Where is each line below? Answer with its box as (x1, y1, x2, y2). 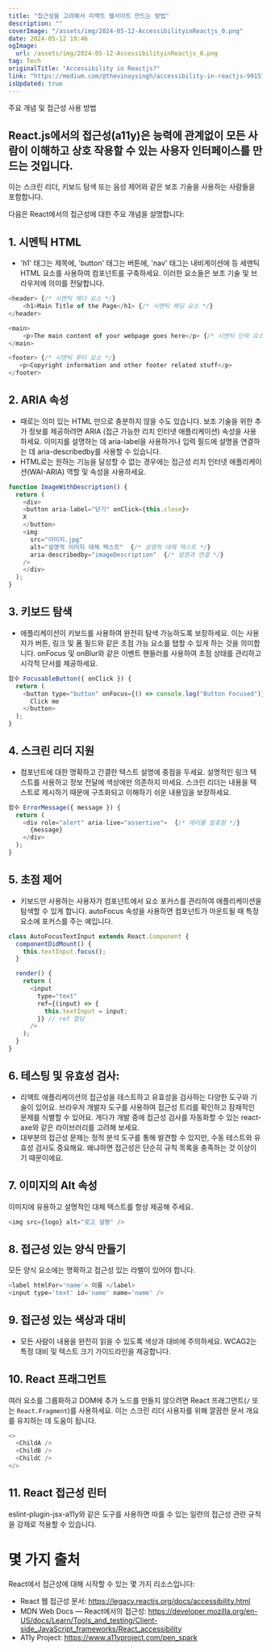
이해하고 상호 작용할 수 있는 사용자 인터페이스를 (30, 143, 251, 158)
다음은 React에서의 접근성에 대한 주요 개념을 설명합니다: (8, 209, 185, 219)
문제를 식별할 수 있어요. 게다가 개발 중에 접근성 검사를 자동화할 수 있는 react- (19, 1112, 262, 1122)
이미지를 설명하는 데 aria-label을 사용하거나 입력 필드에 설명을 (44, 436, 240, 446)
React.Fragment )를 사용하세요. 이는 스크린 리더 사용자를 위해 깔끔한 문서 (16, 1405, 244, 1415)
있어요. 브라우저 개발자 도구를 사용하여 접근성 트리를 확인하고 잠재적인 (35, 1102, 256, 1112)
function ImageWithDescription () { (8, 483, 128, 491)
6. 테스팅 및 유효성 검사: (8, 1069, 120, 1083)
